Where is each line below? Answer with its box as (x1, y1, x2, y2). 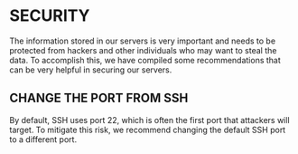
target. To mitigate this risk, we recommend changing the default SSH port (9, 124, 286, 135)
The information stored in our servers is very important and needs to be (9, 35, 276, 46)
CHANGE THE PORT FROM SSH (9, 91, 189, 106)
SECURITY (9, 5, 90, 26)
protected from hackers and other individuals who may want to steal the (9, 44, 277, 55)
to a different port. (9, 133, 78, 145)
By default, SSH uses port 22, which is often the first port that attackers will (9, 114, 291, 125)
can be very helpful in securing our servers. (9, 64, 172, 75)
